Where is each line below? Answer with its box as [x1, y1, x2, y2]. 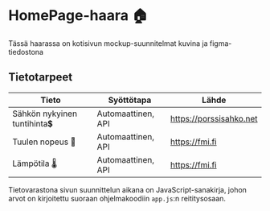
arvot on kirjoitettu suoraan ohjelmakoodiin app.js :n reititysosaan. [8, 193, 227, 203]
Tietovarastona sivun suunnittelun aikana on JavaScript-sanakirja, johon [8, 184, 247, 194]
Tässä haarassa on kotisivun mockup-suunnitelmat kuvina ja [8, 38, 208, 48]
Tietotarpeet [8, 70, 73, 85]
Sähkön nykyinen [12, 108, 78, 119]
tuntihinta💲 [12, 118, 53, 129]
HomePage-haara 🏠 [8, 6, 149, 25]
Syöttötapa [108, 94, 152, 105]
